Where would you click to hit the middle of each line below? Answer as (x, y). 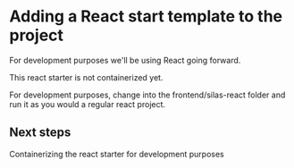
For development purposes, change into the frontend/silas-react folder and (147, 95)
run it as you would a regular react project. (88, 104)
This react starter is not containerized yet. (86, 77)
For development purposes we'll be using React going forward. (125, 60)
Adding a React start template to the (146, 17)
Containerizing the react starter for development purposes (117, 154)
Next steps (40, 133)
